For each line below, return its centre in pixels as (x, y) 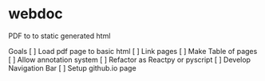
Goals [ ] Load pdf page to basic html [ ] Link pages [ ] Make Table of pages (133, 51)
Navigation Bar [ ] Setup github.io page (73, 67)
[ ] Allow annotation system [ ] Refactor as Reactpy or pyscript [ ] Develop (130, 60)
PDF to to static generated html (59, 36)
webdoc (36, 14)
